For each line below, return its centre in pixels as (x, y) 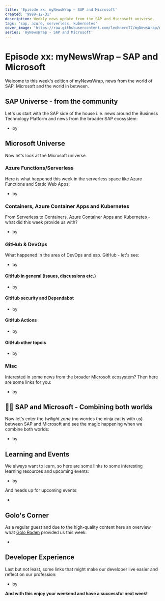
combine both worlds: (27, 429)
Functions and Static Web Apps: (38, 184)
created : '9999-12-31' (28, 14)
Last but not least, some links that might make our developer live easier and (82, 569)
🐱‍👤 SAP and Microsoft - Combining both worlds (79, 407)
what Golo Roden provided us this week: (46, 532)
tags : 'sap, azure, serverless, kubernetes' (51, 23)
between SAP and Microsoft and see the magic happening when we (74, 424)
